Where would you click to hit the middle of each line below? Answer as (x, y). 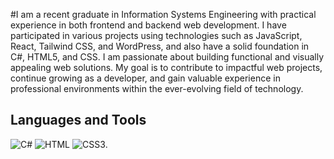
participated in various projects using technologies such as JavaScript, (156, 35)
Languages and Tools (78, 120)
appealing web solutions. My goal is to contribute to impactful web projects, (166, 67)
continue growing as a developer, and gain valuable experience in (145, 78)
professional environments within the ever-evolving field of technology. (157, 88)
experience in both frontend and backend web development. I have (148, 25)
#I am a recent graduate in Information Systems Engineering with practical (163, 14)
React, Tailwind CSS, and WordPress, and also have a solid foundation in (160, 46)
